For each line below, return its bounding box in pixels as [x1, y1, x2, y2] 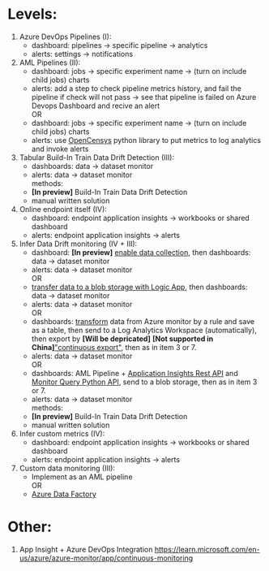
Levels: [7, 5, 58, 24]
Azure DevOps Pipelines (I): [19, 32, 112, 41]
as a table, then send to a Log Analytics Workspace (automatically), [31, 325, 257, 335]
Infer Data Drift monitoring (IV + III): [19, 239, 138, 249]
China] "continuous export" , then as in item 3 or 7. [31, 342, 197, 352]
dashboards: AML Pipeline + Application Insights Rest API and [31, 368, 238, 378]
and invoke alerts [31, 144, 89, 154]
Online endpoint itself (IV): [19, 204, 107, 214]
